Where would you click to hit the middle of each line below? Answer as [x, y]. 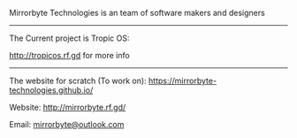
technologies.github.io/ [51, 90]
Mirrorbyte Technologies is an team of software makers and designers [137, 13]
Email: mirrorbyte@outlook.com [67, 124]
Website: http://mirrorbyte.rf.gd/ [68, 107]
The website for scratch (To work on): [78, 80]
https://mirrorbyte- [183, 80]
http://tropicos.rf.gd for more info [69, 55]
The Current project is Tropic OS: [69, 38]
